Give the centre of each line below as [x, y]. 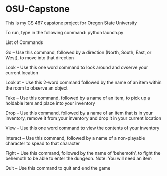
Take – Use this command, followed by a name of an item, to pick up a [78, 98]
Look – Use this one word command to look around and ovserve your [77, 67]
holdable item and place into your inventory [50, 103]
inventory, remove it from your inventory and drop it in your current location [83, 118]
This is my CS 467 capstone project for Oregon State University [71, 23]
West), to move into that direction [40, 57]
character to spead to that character [43, 143]
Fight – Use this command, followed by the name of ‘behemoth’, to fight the [83, 153]
